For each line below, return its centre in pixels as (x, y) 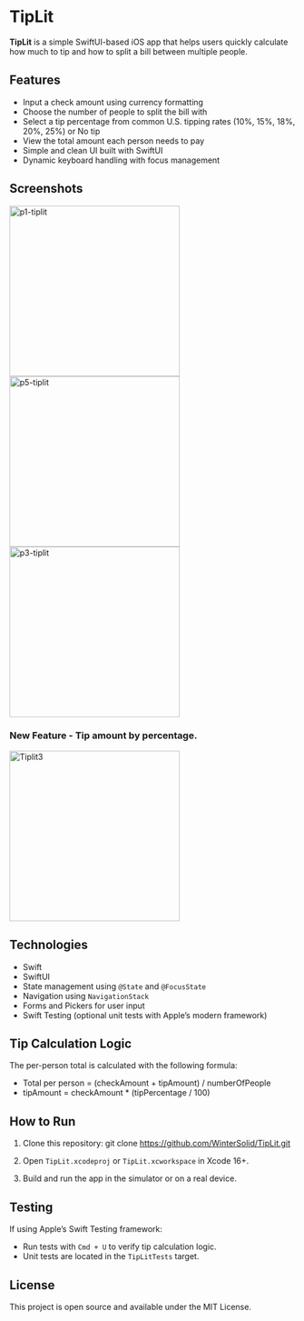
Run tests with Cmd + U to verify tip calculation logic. (119, 1246)
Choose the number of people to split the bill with (115, 112)
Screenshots (46, 189)
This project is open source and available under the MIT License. (131, 1306)
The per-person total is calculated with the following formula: (123, 1066)
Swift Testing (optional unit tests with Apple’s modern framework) (145, 1015)
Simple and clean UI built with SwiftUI (93, 150)
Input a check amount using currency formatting (113, 102)
